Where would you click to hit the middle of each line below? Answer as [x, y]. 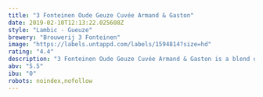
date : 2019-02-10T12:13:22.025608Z [66, 23]
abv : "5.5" [26, 66]
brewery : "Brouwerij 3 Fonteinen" [65, 37]
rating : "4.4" [31, 52]
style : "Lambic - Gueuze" [50, 30]
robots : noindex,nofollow [50, 81]
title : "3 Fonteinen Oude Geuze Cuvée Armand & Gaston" [101, 15]
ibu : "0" [22, 74]
